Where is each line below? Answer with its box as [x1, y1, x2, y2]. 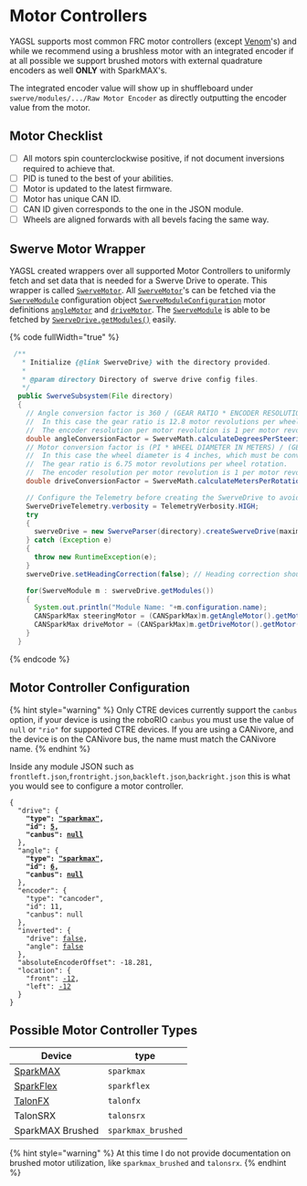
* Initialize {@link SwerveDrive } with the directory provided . [21, 357, 272, 366]
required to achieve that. [22, 163, 116, 174]
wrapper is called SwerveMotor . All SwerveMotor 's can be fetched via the [9, 284, 276, 295]
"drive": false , [26, 934, 89, 943]
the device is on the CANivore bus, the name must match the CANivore [9, 733, 277, 745]
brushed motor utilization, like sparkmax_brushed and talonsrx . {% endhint [9, 1158, 287, 1169]
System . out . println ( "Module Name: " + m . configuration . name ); [33, 603, 268, 612]
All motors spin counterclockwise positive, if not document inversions [22, 153, 285, 164]
